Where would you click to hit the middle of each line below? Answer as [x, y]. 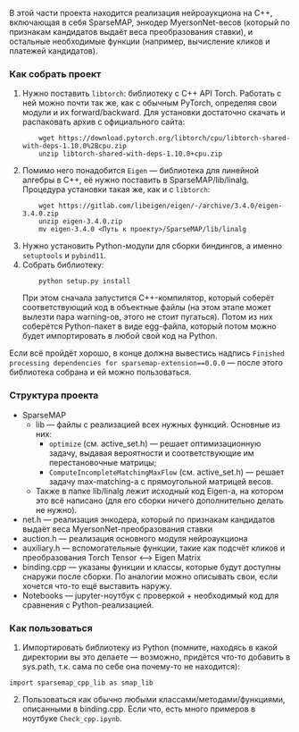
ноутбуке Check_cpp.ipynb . [72, 718]
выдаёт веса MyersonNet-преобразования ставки [117, 529]
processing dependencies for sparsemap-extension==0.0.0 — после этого [146, 363]
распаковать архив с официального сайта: [104, 122]
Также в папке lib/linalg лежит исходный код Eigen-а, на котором [159, 491]
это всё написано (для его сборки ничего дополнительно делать [159, 501]
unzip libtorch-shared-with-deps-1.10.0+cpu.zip [131, 154]
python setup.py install [85, 282]
